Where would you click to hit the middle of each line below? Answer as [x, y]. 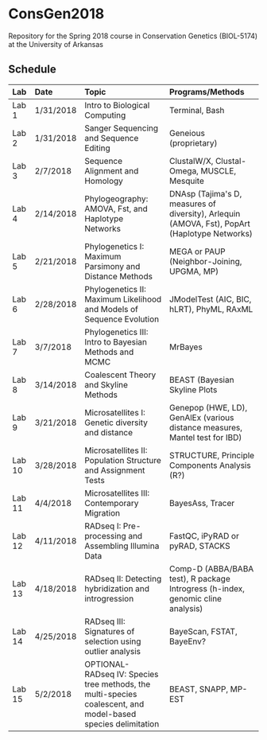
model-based [110, 714]
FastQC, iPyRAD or [205, 536]
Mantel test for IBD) [206, 437]
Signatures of [110, 631]
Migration [103, 512]
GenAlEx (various [202, 417]
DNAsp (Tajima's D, [206, 193]
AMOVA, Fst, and [116, 208]
